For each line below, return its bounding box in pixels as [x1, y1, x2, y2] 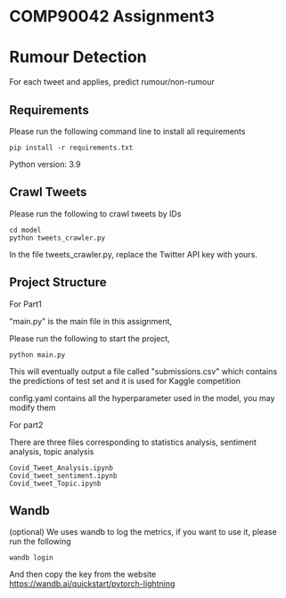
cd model [9, 225, 42, 234]
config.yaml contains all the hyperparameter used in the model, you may [9, 392, 275, 403]
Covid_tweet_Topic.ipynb [9, 479, 102, 487]
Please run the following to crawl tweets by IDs [9, 208, 182, 219]
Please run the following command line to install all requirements [9, 126, 246, 136]
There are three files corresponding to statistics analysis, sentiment [9, 437, 257, 447]
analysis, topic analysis [9, 446, 94, 456]
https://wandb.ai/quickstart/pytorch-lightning [9, 578, 176, 589]
